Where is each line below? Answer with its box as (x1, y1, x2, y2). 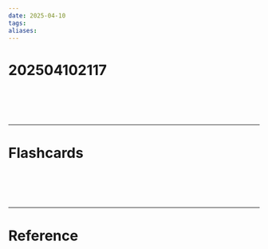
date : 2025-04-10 (8, 11, 66, 20)
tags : (8, 19, 26, 27)
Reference (8, 227, 78, 244)
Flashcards (8, 144, 84, 162)
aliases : (8, 26, 37, 34)
